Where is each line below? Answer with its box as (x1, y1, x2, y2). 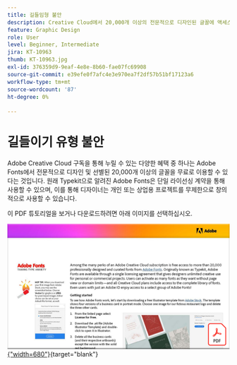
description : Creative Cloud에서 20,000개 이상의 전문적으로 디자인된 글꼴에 (7, 18, 214, 26)
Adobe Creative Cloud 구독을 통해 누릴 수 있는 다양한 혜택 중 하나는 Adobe (7, 159, 217, 167)
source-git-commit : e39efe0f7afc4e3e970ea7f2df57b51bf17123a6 (7, 71, 194, 78)
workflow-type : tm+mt (7, 78, 71, 85)
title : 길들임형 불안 (7, 11, 62, 18)
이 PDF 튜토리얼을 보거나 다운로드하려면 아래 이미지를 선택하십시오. (7, 209, 193, 218)
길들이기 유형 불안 (7, 134, 104, 150)
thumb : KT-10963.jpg (7, 56, 68, 64)
